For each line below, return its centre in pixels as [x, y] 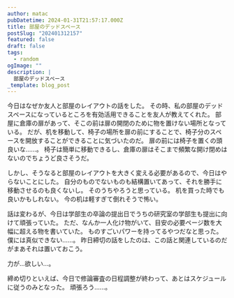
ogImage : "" [24, 66]
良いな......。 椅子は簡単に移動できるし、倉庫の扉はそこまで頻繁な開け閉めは [117, 149]
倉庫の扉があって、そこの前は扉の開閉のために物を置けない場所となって [123, 124]
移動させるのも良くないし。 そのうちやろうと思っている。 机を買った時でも [116, 191]
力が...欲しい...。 [31, 264]
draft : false [26, 46]
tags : [15, 53]
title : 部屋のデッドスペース [44, 27]
